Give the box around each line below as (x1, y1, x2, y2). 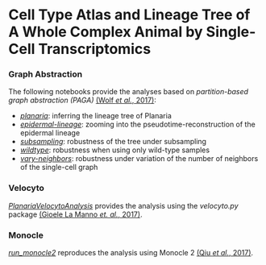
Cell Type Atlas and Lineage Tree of (8, 6, 251, 24)
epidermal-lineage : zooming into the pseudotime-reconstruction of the (19, 119, 256, 130)
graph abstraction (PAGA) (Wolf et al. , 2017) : (8, 95, 157, 106)
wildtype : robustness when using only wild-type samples (19, 145, 210, 155)
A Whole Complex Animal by (8, 23, 203, 41)
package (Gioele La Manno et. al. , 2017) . (8, 209, 143, 219)
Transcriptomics (38, 40, 152, 58)
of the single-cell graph (19, 163, 98, 172)
